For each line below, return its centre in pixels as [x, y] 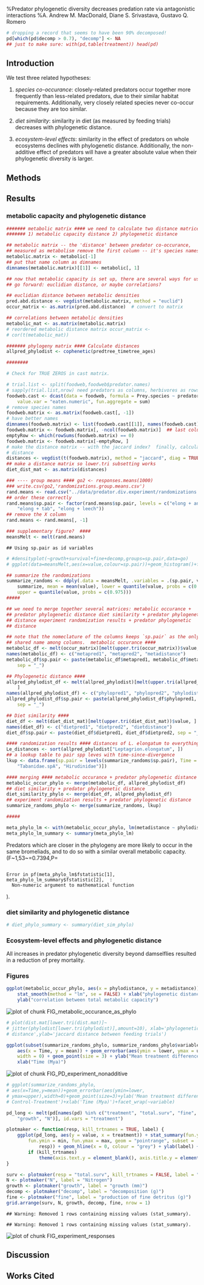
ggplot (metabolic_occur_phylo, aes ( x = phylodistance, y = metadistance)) [103, 989]
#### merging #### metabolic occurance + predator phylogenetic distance [102, 777]
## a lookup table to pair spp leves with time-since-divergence [90, 755]
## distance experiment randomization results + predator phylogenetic [99, 620]
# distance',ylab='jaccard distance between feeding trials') [87, 1034]
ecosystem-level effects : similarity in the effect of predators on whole [102, 139]
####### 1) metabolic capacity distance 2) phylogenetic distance [92, 234]
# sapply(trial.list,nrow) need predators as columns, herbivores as [96, 390]
